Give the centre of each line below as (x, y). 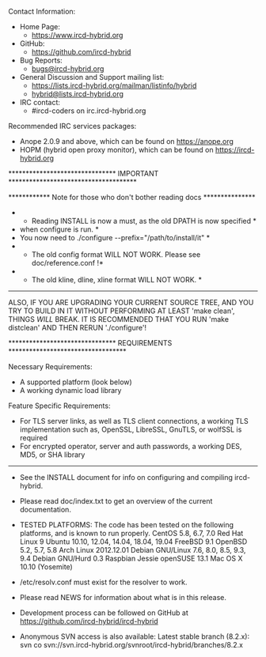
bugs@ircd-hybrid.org (68, 69)
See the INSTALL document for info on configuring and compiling (126, 477)
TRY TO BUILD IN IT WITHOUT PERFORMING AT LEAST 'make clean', (122, 311)
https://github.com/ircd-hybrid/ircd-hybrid (89, 621)
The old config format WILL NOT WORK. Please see (116, 255)
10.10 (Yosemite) (46, 567)
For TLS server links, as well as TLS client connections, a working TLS (134, 421)
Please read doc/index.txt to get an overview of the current (116, 501)
